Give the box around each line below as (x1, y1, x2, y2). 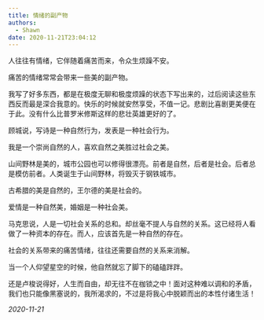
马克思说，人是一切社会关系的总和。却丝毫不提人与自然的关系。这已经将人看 (8, 219, 256, 229)
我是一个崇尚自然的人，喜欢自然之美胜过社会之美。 (8, 142, 174, 152)
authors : (8, 19, 37, 27)
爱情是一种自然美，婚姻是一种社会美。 (8, 202, 132, 212)
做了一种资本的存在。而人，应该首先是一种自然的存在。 (8, 229, 187, 238)
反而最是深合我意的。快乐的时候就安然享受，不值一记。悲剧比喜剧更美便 (14, 99, 249, 109)
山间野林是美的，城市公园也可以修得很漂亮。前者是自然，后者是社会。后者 (8, 159, 249, 169)
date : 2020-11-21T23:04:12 (8, 33, 97, 42)
